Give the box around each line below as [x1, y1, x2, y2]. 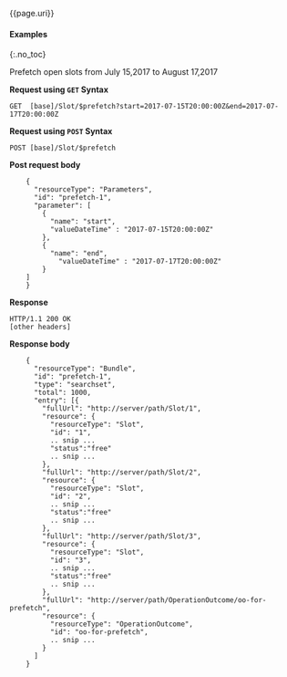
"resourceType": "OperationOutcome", [49, 620, 194, 629]
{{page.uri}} [9, 8, 55, 18]
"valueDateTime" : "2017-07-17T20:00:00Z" [57, 257, 222, 266]
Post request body [9, 160, 81, 171]
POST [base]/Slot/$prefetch [9, 143, 117, 153]
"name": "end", [49, 249, 108, 258]
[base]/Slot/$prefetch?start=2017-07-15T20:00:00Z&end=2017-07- [29, 102, 280, 111]
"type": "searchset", [33, 380, 117, 390]
